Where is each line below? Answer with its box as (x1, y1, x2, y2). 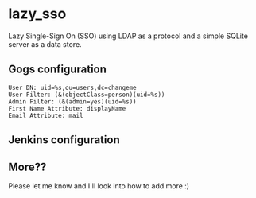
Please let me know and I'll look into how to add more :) (8, 181, 189, 191)
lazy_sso (8, 5, 67, 23)
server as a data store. (8, 39, 82, 49)
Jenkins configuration (8, 133, 121, 147)
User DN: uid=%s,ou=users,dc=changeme (8, 83, 137, 91)
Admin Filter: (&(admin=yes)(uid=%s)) (8, 97, 137, 106)
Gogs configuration (8, 63, 107, 76)
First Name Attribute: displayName (8, 104, 126, 112)
